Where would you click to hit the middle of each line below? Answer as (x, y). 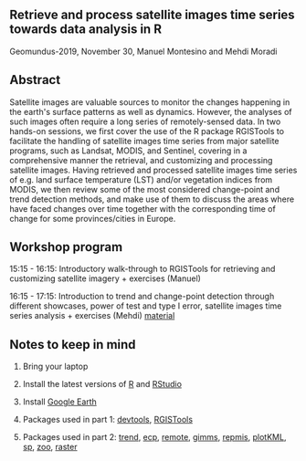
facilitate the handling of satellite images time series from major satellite (144, 141)
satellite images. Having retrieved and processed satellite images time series (153, 170)
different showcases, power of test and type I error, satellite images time (146, 306)
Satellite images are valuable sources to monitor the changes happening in (150, 102)
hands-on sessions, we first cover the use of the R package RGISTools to (147, 131)
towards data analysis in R (86, 30)
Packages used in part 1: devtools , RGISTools (108, 420)
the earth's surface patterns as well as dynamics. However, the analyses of (151, 111)
